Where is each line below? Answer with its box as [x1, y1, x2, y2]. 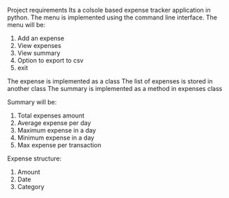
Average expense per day [17, 119, 92, 127]
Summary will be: [7, 98, 57, 106]
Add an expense [17, 34, 65, 42]
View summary [17, 49, 61, 57]
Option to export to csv [17, 56, 84, 65]
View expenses [17, 42, 61, 49]
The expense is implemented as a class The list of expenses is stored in [7, 77, 213, 85]
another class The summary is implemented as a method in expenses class [7, 85, 223, 92]
